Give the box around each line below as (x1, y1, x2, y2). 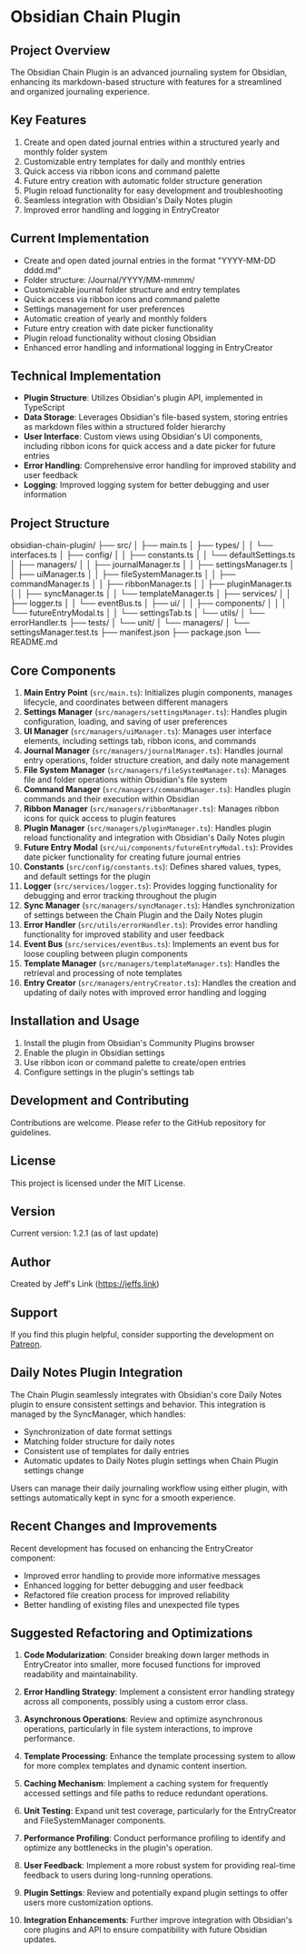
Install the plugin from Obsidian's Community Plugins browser (23, 1037, 255, 1048)
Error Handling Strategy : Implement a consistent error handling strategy (23, 1686, 295, 1697)
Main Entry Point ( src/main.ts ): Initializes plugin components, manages (23, 687, 293, 698)
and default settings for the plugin (23, 871, 151, 882)
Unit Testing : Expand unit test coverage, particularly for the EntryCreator (23, 1806, 297, 1817)
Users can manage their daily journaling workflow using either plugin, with (10, 1482, 289, 1493)
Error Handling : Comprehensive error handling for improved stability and (23, 460, 297, 471)
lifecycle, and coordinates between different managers (23, 697, 229, 707)
